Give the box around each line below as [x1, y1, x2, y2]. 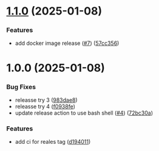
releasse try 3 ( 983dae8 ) [15, 96, 78, 104]
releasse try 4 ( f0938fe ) [15, 102, 76, 110]
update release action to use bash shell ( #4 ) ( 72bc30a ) [15, 109, 154, 116]
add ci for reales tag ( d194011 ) [15, 138, 91, 146]
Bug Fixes [6, 82, 36, 91]
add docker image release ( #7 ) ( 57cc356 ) [15, 39, 120, 47]
